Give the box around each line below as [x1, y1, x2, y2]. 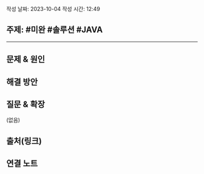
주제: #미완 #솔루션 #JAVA [6, 25, 103, 35]
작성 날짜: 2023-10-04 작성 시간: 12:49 [6, 5, 100, 12]
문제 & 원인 [6, 54, 46, 65]
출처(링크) [6, 136, 42, 146]
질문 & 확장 [6, 99, 46, 109]
